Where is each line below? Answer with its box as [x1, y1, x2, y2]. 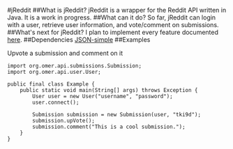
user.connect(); [32, 99, 80, 106]
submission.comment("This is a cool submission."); [32, 123, 186, 130]
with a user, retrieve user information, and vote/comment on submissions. [7, 21, 219, 29]
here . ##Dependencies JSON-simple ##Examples [7, 36, 151, 44]
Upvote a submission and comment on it [7, 49, 123, 57]
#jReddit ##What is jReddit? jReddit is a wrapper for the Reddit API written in [7, 6, 227, 14]
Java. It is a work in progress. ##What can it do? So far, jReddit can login [7, 13, 216, 22]
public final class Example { [7, 81, 96, 88]
